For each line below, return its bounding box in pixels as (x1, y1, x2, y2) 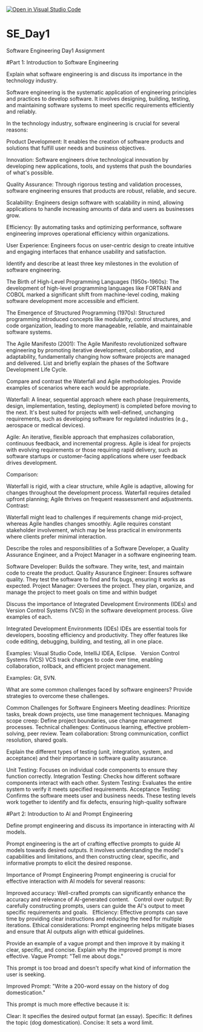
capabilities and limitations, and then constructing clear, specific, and (6, 853, 179, 860)
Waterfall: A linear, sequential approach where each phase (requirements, (6, 396, 190, 403)
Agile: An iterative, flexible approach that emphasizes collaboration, (6, 433, 175, 441)
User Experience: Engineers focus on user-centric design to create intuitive (6, 241, 195, 248)
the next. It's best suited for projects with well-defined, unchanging (6, 408, 175, 416)
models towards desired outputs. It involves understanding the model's (6, 846, 184, 854)
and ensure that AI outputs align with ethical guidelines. (6, 928, 145, 935)
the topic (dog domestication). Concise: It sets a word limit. (6, 1019, 154, 1026)
